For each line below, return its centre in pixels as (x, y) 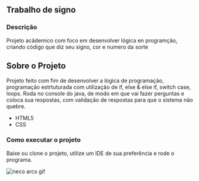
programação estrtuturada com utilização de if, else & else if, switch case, (99, 87)
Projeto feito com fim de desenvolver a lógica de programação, (85, 81)
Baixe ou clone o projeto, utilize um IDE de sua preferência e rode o (90, 153)
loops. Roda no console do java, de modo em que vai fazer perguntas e (95, 93)
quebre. (16, 106)
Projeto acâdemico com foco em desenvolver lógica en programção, (92, 40)
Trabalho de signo (41, 10)
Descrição (22, 27)
